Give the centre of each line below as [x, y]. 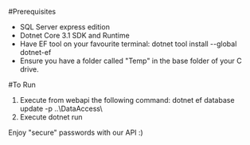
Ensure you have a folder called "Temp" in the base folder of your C [131, 61]
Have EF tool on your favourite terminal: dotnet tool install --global [128, 44]
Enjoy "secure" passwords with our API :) [76, 132]
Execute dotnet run [51, 117]
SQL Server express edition [64, 27]
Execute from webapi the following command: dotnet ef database [127, 100]
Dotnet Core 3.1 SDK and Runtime [74, 35]
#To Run [22, 84]
